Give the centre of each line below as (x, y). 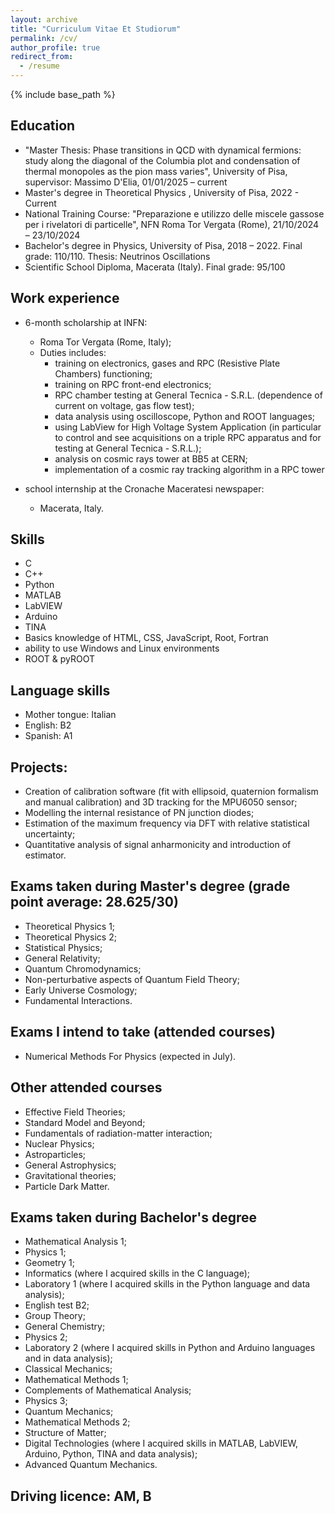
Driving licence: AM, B (81, 1496)
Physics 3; (46, 1401)
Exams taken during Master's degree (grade (150, 886)
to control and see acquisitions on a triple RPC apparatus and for (188, 437)
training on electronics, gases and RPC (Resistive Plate (167, 363)
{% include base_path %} (63, 94)
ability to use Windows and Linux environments (122, 648)
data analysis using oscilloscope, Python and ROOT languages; (185, 416)
